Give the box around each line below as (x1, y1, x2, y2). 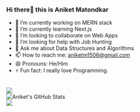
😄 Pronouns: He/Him (14, 60, 68, 67)
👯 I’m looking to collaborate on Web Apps (14, 32, 118, 39)
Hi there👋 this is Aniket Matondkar (6, 5, 109, 14)
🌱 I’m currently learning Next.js (14, 25, 92, 33)
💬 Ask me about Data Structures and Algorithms (14, 45, 135, 52)
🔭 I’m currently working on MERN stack (14, 19, 113, 26)
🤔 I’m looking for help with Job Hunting (14, 39, 112, 46)
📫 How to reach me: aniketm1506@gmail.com (14, 51, 130, 59)
